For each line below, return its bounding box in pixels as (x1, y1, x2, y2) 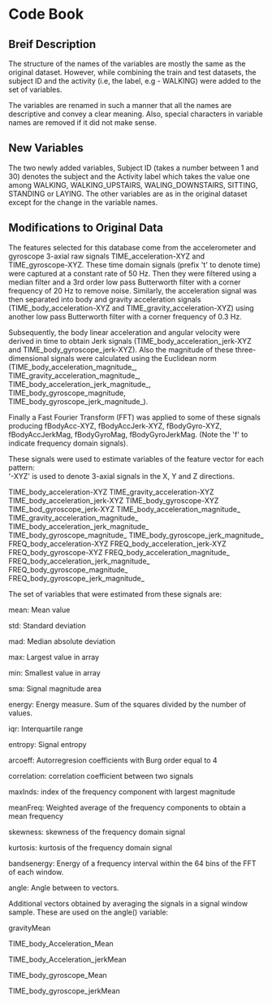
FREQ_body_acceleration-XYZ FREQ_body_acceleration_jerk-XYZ (8, 538, 227, 549)
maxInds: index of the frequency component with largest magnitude (8, 786, 235, 797)
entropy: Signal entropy (8, 739, 87, 749)
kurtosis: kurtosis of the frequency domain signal (8, 842, 173, 852)
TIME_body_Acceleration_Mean (8, 938, 114, 948)
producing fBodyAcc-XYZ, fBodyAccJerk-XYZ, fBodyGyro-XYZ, (8, 420, 222, 431)
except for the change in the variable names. (8, 197, 158, 207)
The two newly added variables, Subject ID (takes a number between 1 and (8, 163, 259, 172)
